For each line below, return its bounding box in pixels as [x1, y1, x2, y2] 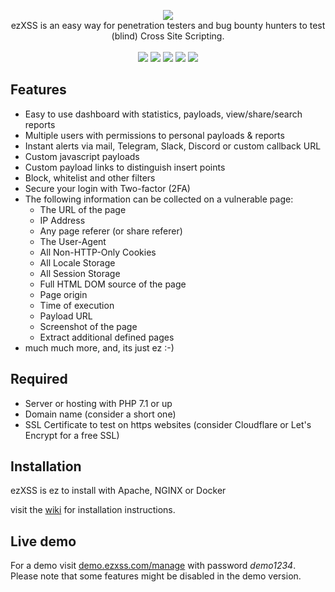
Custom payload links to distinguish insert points [24, 161, 226, 173]
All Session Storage [39, 267, 121, 279]
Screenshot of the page [39, 320, 138, 332]
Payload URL [39, 310, 93, 322]
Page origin [39, 288, 88, 300]
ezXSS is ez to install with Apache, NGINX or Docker [10, 485, 227, 497]
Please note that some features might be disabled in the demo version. [10, 570, 302, 582]
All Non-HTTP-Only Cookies [39, 246, 157, 258]
